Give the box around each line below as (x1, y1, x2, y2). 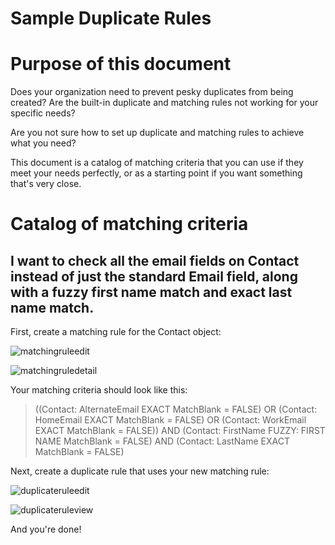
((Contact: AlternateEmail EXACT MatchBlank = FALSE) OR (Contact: (34, 403, 318, 416)
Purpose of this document (10, 53, 232, 76)
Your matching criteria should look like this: (10, 384, 188, 396)
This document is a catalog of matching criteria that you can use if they (10, 157, 304, 169)
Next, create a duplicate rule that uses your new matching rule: (10, 465, 270, 477)
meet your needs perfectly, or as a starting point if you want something (10, 167, 303, 179)
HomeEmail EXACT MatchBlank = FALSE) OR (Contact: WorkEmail (34, 414, 307, 426)
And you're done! (10, 523, 82, 536)
